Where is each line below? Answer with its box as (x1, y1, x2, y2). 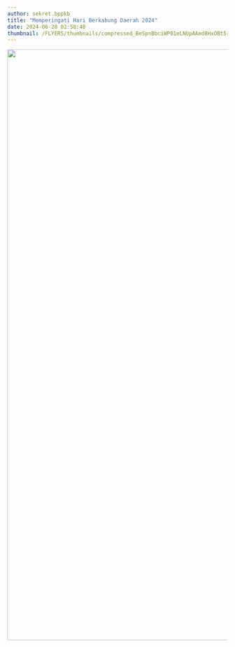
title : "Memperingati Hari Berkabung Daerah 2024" (7, 17, 158, 24)
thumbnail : (7, 29, 39, 37)
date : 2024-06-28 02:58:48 (7, 23, 86, 30)
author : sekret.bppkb (7, 10, 71, 18)
